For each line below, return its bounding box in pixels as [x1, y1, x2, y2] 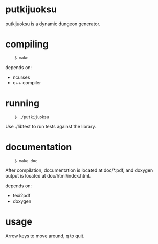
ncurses [12, 74, 30, 80]
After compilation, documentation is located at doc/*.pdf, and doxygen [5, 167, 153, 173]
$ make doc [14, 158, 38, 163]
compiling [5, 38, 49, 50]
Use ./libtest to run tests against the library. [5, 123, 96, 129]
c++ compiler [12, 79, 41, 85]
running [5, 98, 40, 109]
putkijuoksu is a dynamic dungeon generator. [5, 20, 101, 27]
